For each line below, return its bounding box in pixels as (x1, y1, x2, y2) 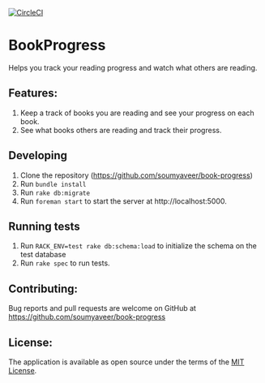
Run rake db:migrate (19, 187, 91, 197)
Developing (8, 148, 67, 162)
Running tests (8, 219, 81, 233)
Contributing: (8, 282, 79, 295)
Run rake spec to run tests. (19, 258, 111, 268)
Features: (8, 86, 58, 101)
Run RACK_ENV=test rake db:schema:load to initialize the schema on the (19, 241, 258, 251)
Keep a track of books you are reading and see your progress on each (19, 108, 254, 118)
